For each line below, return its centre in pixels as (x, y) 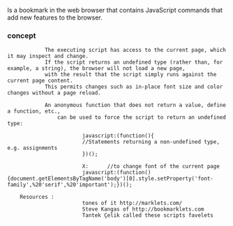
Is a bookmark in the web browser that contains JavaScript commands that (115, 10)
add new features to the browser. (55, 17)
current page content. (40, 81)
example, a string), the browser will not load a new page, (97, 69)
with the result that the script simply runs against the (130, 75)
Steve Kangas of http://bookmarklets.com (143, 209)
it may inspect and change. (48, 56)
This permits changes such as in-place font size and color (134, 87)
